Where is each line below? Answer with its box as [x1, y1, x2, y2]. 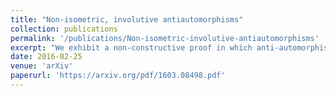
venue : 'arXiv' [10, 61, 74, 71]
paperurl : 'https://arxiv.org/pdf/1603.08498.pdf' [10, 71, 226, 81]
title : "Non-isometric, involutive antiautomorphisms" [10, 14, 244, 25]
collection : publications [10, 24, 118, 34]
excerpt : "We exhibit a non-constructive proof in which [10, 42, 253, 53]
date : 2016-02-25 [10, 52, 83, 62]
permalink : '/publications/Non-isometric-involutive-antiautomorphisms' [10, 33, 320, 43]
